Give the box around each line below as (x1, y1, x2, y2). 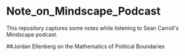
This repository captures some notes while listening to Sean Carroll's (6, 24, 180, 32)
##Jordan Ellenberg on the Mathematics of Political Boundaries (6, 43, 165, 50)
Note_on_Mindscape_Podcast (6, 4, 161, 18)
